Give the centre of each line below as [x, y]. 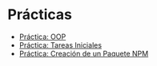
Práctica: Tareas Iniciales [60, 45]
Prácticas [40, 15]
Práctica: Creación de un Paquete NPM [84, 53]
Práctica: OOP [42, 37]
